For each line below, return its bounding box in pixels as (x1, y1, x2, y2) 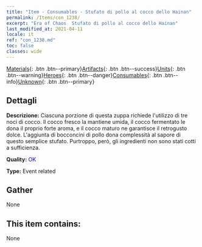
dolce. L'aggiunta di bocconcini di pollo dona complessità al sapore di (6, 131, 181, 138)
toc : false (6, 43, 34, 49)
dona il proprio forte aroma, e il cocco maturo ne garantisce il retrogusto (6, 124, 187, 132)
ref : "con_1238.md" (6, 37, 56, 43)
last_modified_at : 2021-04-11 (6, 25, 83, 32)
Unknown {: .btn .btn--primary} (18, 78, 95, 85)
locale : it (6, 32, 34, 38)
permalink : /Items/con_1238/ (6, 15, 80, 21)
